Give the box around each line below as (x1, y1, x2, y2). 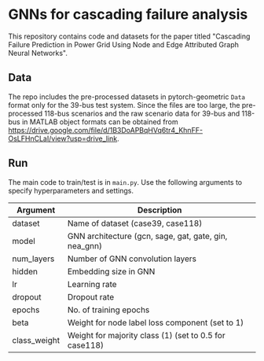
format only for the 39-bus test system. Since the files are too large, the (8, 100, 240, 109)
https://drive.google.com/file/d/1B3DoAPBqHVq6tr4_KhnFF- (8, 125, 203, 134)
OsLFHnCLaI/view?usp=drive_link (8, 134, 118, 143)
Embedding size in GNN (67, 266, 156, 277)
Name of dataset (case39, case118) (67, 218, 203, 229)
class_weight (12, 334, 60, 345)
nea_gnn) (67, 240, 102, 251)
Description (137, 204, 182, 215)
